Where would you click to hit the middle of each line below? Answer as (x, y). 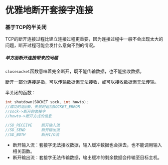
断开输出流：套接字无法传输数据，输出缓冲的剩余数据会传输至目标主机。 (87, 157)
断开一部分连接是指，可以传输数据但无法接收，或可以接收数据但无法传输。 (82, 82)
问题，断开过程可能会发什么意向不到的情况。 (51, 45)
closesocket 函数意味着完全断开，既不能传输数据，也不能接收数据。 (75, 71)
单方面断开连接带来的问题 (32, 58)
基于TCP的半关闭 (26, 27)
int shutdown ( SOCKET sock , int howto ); (47, 102)
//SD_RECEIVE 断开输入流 (33, 125)
